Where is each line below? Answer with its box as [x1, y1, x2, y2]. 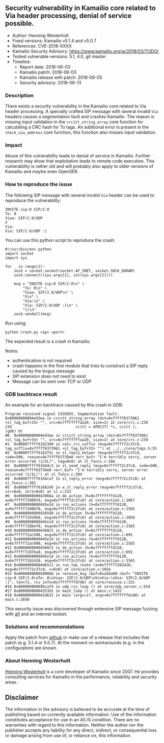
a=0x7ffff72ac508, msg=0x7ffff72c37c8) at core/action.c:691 [5, 532, 133, 537]
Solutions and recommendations [5, 623, 84, 630]
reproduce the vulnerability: [5, 197, 61, 203]
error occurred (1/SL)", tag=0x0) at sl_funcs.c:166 [5, 459, 115, 464]
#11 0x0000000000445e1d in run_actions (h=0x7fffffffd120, [5, 537, 129, 542]
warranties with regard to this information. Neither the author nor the [5, 722, 144, 728]
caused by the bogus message [12, 368, 75, 374]
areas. [5, 679, 18, 685]
